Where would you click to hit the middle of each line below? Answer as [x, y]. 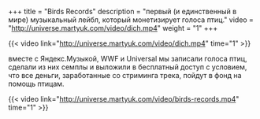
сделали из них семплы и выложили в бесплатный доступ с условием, [128, 67]
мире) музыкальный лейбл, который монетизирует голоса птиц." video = [131, 20]
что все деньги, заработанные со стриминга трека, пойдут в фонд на [125, 75]
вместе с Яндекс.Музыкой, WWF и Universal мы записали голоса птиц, [128, 59]
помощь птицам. [36, 84]
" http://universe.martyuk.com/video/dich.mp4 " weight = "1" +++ [113, 28]
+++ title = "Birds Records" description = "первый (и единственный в [123, 11]
